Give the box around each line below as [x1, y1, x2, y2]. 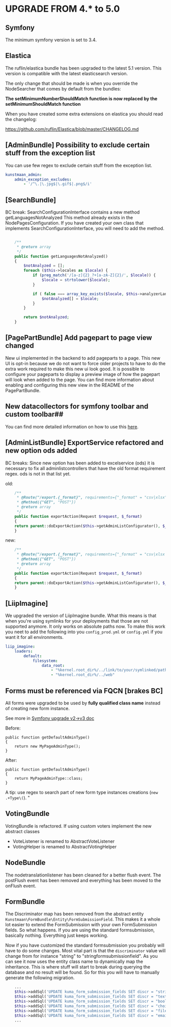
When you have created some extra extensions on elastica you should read [5, 110, 163, 117]
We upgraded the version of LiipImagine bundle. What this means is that [5, 612, 157, 619]
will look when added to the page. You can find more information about [5, 376, 154, 383]
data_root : [41, 663, 65, 668]
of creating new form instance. [5, 706, 70, 711]
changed [5, 341, 34, 350]
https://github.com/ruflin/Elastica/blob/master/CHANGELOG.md [5, 126, 139, 132]
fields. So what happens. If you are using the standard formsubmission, [5, 927, 155, 933]
